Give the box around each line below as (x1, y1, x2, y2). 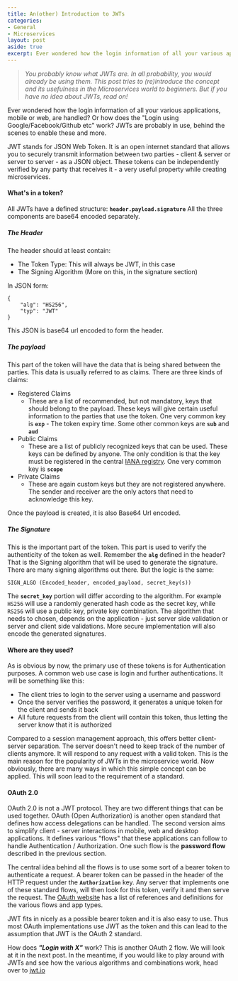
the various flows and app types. (7, 901, 103, 909)
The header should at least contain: (7, 246, 111, 255)
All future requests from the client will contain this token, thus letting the (17, 713, 228, 722)
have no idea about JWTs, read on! (24, 92, 128, 100)
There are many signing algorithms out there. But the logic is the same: (7, 565, 215, 574)
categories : (7, 17, 42, 24)
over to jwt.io (7, 966, 46, 975)
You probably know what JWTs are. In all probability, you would (24, 69, 212, 78)
